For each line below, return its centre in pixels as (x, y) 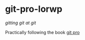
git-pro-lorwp (34, 9)
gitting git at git (21, 23)
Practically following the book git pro (42, 32)
